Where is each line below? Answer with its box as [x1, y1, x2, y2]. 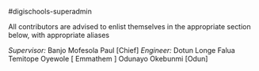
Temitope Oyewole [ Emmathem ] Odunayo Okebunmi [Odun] [8, 54, 208, 63]
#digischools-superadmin [8, 7, 93, 16]
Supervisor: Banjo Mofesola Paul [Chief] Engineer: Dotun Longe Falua [8, 46, 235, 54]
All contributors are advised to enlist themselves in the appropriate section [8, 22, 251, 31]
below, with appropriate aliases [8, 31, 109, 39]
